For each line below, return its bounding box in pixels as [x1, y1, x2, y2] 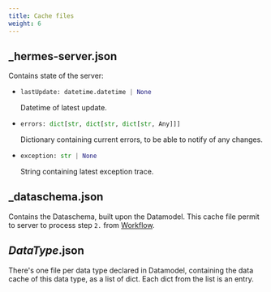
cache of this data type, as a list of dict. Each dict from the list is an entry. [8, 273, 254, 284]
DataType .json [8, 244, 85, 258]
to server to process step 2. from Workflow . [8, 220, 155, 230]
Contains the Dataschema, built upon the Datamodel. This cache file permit [8, 212, 260, 221]
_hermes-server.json [8, 49, 118, 63]
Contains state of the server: [8, 71, 104, 81]
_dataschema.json [8, 190, 104, 204]
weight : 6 [8, 19, 42, 28]
